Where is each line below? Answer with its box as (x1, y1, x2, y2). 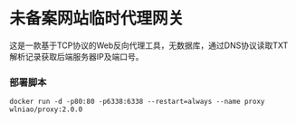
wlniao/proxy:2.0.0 (9, 105, 83, 114)
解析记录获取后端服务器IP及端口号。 (9, 51, 144, 61)
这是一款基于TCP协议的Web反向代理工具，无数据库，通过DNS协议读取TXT (9, 40, 289, 51)
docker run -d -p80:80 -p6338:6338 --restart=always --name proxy (9, 97, 265, 107)
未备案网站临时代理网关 (9, 8, 185, 29)
